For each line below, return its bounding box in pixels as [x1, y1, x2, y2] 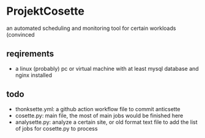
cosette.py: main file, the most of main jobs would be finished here [15, 112, 184, 119]
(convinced [6, 31, 35, 38]
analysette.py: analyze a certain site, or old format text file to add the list [15, 118, 198, 126]
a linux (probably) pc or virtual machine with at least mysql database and [15, 65, 199, 72]
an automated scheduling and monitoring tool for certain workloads [6, 24, 176, 32]
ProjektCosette [6, 4, 84, 18]
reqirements [6, 49, 54, 59]
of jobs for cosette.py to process [15, 125, 98, 132]
